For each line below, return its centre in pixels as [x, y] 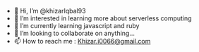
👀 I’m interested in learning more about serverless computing [103, 18]
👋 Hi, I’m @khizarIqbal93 [50, 11]
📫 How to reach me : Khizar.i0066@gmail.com [82, 41]
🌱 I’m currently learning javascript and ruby [77, 26]
